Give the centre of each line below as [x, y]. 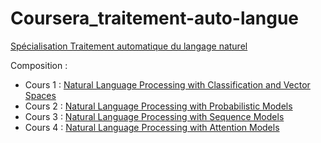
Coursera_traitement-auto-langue [155, 18]
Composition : [39, 65]
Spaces [40, 95]
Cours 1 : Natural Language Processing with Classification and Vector [167, 84]
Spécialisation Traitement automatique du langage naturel [129, 46]
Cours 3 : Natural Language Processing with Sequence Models [154, 116]
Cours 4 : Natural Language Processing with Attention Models [152, 127]
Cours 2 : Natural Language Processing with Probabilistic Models [158, 106]
